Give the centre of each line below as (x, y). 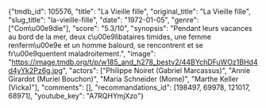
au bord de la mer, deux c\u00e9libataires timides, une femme (110, 37)
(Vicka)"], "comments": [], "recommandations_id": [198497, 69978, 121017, (129, 87)
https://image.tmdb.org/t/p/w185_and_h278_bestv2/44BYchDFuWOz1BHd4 (135, 62)
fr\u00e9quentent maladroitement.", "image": (82, 54)
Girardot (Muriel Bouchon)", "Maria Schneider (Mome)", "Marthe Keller (123, 79)
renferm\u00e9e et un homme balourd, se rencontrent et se (106, 45)
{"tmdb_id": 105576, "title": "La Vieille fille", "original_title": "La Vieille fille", (130, 12)
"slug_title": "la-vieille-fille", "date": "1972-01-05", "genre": (104, 20)
